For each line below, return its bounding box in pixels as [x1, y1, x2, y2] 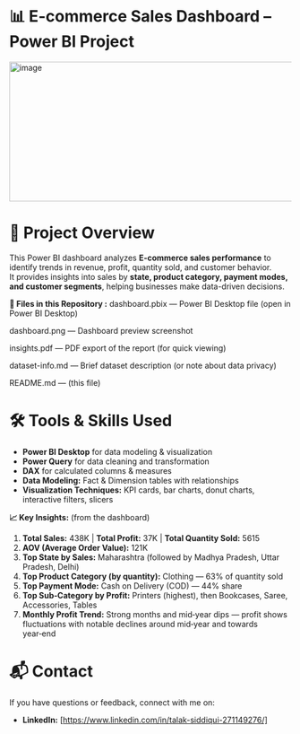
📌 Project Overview [9, 223, 155, 243]
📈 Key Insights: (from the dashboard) [9, 511, 150, 522]
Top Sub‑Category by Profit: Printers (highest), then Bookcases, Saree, [21, 590, 288, 600]
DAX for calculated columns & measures [21, 465, 173, 476]
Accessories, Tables [21, 599, 98, 610]
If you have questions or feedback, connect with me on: [9, 696, 215, 708]
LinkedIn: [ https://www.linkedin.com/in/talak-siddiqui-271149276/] [21, 714, 269, 725]
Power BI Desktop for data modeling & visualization [21, 446, 213, 457]
